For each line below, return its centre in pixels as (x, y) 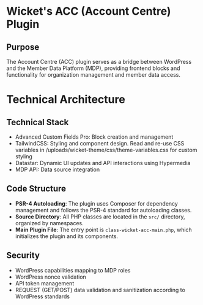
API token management (45, 283)
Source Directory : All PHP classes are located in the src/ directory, (100, 217)
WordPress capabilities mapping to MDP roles (73, 270)
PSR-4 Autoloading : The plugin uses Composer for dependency (97, 203)
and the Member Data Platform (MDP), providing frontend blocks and (93, 68)
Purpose (23, 47)
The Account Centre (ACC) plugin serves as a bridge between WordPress (99, 62)
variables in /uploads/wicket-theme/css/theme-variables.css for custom (106, 150)
